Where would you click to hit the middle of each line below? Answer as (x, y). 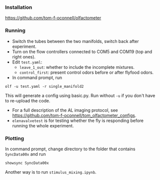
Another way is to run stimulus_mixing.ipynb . (51, 172)
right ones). (24, 57)
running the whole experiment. (43, 125)
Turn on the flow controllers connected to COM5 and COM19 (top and (82, 51)
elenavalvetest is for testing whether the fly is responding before (78, 120)
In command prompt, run (37, 78)
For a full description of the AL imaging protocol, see (65, 110)
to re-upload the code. (28, 100)
